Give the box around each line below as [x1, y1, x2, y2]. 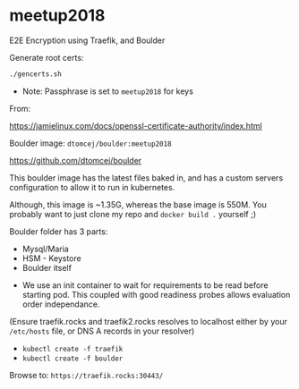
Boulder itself [21, 262, 72, 273]
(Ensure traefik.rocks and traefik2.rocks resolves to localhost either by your [9, 316, 288, 326]
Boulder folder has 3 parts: [9, 225, 108, 237]
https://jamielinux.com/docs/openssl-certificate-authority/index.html [9, 120, 262, 131]
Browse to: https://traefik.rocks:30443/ [9, 369, 164, 380]
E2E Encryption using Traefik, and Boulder [9, 35, 166, 46]
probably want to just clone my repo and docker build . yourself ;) [9, 208, 257, 219]
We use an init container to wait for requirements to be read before [21, 279, 269, 291]
